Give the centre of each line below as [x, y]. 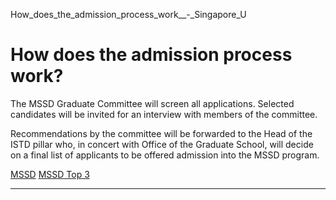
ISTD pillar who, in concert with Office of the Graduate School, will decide [162, 144]
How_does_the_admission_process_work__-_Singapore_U [128, 14]
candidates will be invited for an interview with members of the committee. [164, 114]
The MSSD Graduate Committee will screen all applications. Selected [152, 103]
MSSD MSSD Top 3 [50, 174]
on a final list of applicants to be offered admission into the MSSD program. [165, 155]
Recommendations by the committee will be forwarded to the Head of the [161, 133]
